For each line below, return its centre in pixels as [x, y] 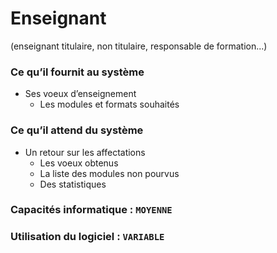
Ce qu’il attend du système [77, 130]
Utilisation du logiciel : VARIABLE [87, 237]
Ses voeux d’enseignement [80, 94]
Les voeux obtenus [79, 163]
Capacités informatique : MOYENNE [91, 210]
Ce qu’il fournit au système [77, 72]
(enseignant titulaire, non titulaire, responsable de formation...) [139, 46]
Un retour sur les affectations [85, 152]
